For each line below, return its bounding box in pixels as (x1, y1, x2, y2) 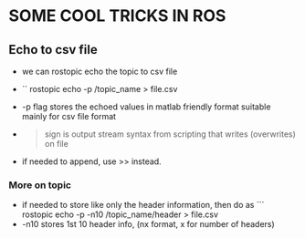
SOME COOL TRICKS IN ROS (8, 5, 226, 26)
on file (44, 139, 69, 149)
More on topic (8, 179, 72, 191)
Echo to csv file (8, 42, 98, 57)
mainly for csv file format (21, 111, 116, 121)
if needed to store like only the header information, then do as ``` (21, 200, 265, 211)
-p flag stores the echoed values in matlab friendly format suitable (21, 101, 271, 112)
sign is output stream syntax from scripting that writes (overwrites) (44, 129, 296, 140)
